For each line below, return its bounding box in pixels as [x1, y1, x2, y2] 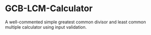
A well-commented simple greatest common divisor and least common [5, 19, 146, 25]
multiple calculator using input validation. [5, 24, 87, 30]
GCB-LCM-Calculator [5, 3, 93, 14]
